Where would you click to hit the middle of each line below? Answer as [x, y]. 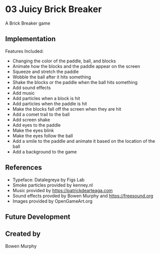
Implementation [31, 39]
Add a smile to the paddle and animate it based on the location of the [84, 141]
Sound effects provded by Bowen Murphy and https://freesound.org [83, 196]
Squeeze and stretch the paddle [46, 71]
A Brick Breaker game [28, 23]
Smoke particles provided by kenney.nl [53, 185]
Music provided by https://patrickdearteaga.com [62, 190]
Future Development [38, 217]
